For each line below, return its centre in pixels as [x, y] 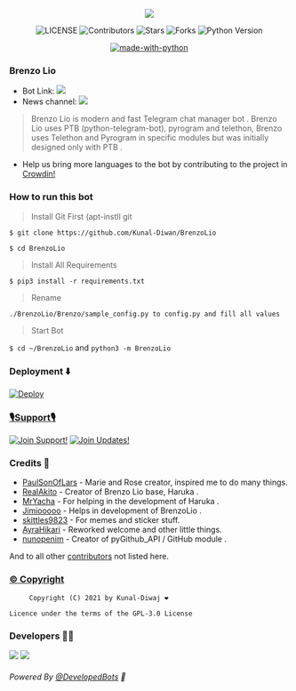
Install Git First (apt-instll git [81, 216]
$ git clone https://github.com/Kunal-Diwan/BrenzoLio [113, 233]
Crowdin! [39, 174]
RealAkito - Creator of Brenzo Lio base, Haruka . [110, 492]
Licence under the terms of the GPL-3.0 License [101, 614]
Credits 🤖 [30, 463]
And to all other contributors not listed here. [89, 557]
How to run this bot [51, 197]
